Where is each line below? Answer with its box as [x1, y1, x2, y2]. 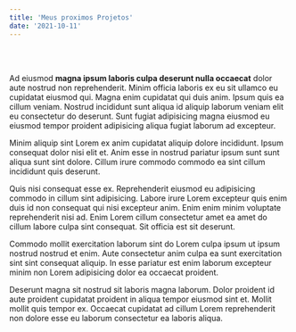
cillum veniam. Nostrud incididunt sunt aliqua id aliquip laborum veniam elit [9, 101, 284, 112]
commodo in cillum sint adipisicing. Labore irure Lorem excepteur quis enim [9, 193, 288, 203]
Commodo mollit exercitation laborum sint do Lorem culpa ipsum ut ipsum [9, 238, 281, 249]
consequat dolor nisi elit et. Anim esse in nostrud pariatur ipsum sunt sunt [9, 146, 280, 157]
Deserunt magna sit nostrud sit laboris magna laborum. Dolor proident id [9, 284, 275, 295]
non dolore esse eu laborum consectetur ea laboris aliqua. [9, 312, 223, 323]
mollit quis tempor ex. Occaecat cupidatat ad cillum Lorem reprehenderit [9, 303, 276, 313]
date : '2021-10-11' [9, 21, 82, 30]
